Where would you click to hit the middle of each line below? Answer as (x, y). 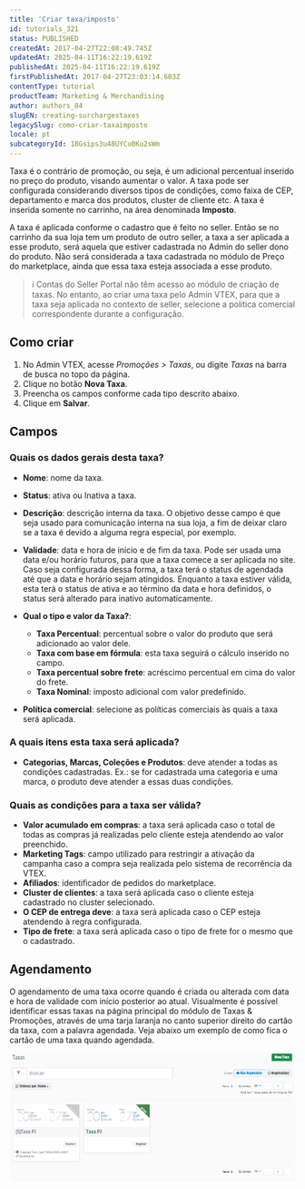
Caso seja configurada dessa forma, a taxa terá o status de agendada (153, 569)
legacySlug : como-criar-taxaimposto (79, 125)
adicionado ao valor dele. (84, 643)
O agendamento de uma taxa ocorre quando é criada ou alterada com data (149, 991)
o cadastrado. (49, 941)
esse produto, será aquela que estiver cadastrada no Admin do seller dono (149, 247)
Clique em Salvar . (56, 403)
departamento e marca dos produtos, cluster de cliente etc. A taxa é (137, 200)
